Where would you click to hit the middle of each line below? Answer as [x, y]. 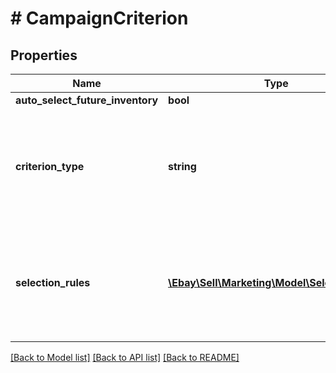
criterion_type [50, 166]
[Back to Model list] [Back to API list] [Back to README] [125, 357]
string [182, 166]
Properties [44, 55]
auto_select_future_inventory [87, 100]
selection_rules [53, 282]
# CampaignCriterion [99, 18]
